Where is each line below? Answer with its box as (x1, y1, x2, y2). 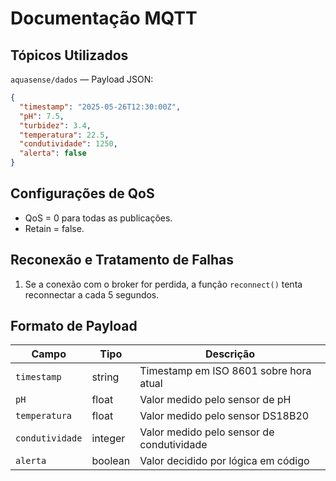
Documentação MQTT (10, 7, 198, 30)
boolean (91, 454, 131, 468)
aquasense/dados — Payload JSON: (10, 73, 154, 85)
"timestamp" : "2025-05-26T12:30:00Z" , (19, 102, 182, 112)
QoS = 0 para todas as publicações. (24, 212, 173, 224)
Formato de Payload (10, 318, 138, 335)
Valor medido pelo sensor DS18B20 (139, 409, 310, 423)
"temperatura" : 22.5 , (19, 130, 110, 140)
